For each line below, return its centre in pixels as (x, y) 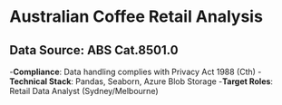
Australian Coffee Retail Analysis (136, 17)
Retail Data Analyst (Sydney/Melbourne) (84, 91)
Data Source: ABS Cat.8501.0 (94, 50)
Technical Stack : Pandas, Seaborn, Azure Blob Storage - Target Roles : (141, 81)
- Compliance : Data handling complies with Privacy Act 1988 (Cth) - (136, 72)
